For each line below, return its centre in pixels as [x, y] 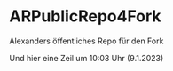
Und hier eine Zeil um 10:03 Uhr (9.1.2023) [86, 58]
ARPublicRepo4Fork [85, 16]
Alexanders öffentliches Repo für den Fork [86, 41]
